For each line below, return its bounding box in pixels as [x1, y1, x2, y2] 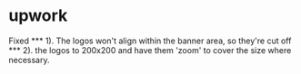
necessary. [8, 54, 51, 65]
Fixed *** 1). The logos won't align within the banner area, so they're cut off [8, 35, 292, 46]
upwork [8, 5, 68, 26]
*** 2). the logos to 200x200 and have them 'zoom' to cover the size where [8, 44, 292, 55]
